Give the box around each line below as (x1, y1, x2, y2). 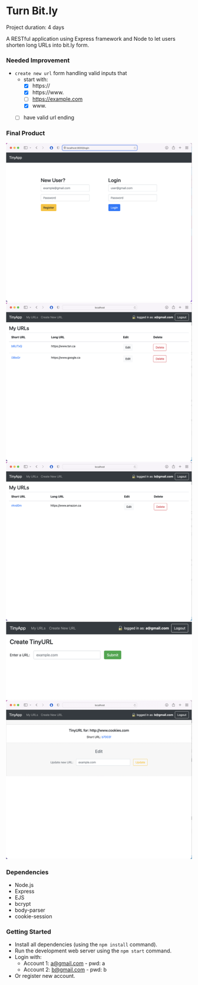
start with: (23, 76, 48, 83)
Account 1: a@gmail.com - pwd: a (23, 960, 105, 967)
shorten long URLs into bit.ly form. (6, 41, 90, 48)
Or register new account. (14, 973, 75, 980)
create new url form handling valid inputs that (14, 70, 127, 77)
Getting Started (6, 927, 51, 935)
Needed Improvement (6, 56, 70, 64)
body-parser (14, 906, 45, 914)
